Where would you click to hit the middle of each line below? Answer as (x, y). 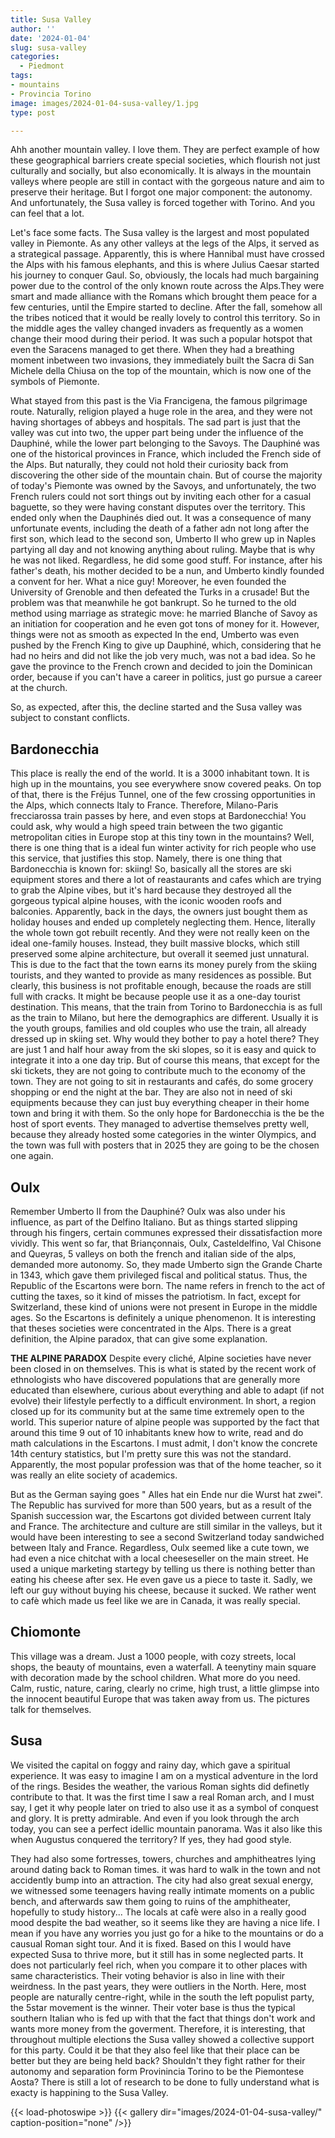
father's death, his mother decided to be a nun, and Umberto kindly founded (167, 571)
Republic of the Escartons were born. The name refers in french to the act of (168, 1285)
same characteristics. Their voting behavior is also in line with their (148, 1975)
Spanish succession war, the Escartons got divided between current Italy (161, 1515)
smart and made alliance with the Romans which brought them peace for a (164, 297)
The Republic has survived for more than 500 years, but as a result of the (161, 1505)
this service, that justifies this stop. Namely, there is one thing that (146, 858)
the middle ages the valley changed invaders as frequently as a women (157, 328)
